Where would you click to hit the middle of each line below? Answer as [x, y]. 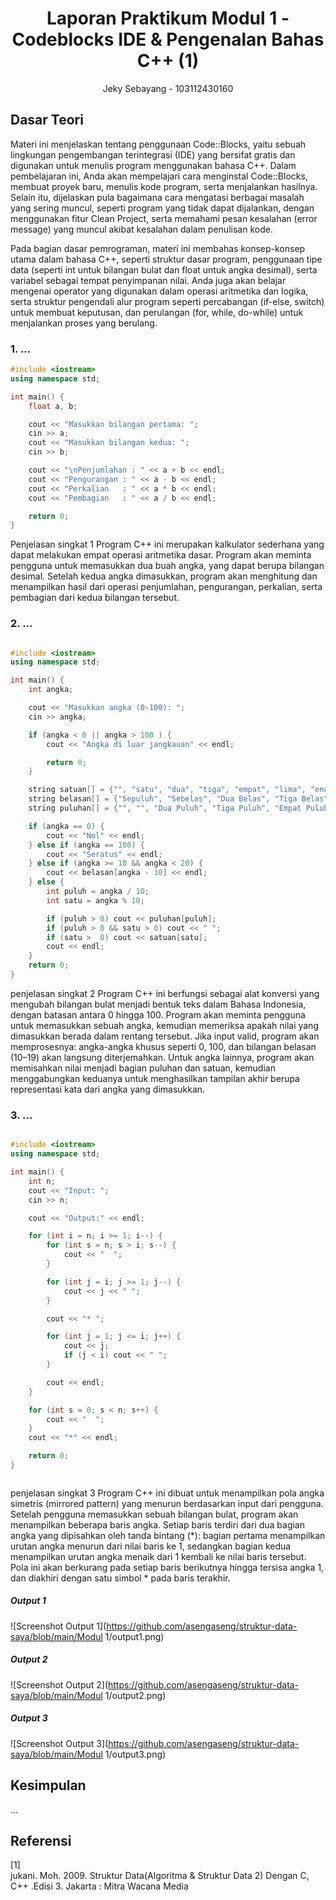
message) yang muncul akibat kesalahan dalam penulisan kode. [141, 229]
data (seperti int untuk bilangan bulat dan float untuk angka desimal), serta [164, 269]
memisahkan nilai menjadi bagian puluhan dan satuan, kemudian [143, 1068]
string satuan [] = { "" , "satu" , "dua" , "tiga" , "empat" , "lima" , [167, 790]
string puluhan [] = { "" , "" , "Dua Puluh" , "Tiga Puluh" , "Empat [165, 808]
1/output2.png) [135, 1695]
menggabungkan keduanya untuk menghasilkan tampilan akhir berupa [155, 1078]
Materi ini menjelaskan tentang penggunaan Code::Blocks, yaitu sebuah [158, 144]
